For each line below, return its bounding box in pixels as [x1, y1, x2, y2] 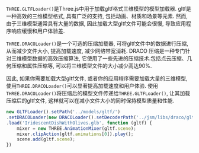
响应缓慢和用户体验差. [11, 27, 65, 34]
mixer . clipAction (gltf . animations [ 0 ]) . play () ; [17, 131, 134, 137]
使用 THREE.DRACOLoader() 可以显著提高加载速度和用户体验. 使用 [6, 82, 159, 89]
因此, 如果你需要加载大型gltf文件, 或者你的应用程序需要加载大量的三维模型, [6, 75, 188, 82]
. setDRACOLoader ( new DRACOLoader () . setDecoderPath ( [6, 114, 136, 120]
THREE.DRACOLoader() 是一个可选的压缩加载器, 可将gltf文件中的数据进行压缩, [6, 40, 188, 47]
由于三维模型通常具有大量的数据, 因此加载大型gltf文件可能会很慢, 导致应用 [6, 20, 187, 27]
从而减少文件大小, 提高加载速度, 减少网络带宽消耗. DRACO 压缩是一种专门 [6, 47, 185, 55]
